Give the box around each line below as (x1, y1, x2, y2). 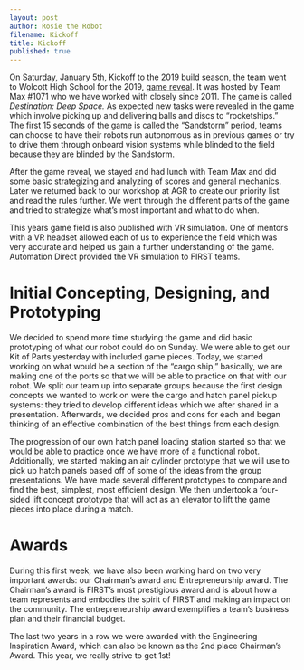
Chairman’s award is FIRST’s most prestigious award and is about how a (9, 585, 278, 595)
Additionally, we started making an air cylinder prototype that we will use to (9, 455, 290, 466)
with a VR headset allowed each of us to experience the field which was (9, 232, 278, 243)
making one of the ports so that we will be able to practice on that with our (9, 370, 287, 381)
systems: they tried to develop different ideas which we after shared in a (9, 399, 279, 410)
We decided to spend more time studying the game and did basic (9, 332, 253, 343)
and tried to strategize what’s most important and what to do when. (9, 205, 260, 215)
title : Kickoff (9, 38, 67, 48)
